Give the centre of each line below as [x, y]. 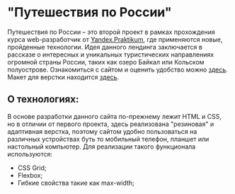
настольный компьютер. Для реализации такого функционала [102, 147]
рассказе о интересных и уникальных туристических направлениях [111, 55]
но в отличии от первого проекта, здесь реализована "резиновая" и [111, 124]
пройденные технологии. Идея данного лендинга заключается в [105, 47]
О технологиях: [43, 99]
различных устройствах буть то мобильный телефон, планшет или [108, 139]
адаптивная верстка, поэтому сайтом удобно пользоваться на [102, 131]
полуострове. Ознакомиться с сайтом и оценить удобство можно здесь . [117, 69]
